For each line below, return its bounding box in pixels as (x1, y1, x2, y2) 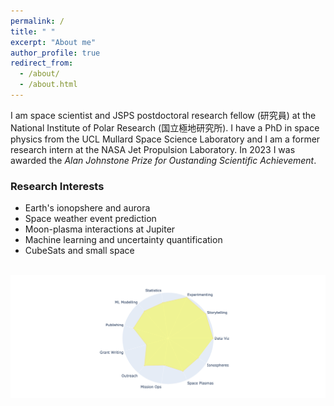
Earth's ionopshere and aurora (24, 202, 151, 214)
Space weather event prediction (24, 213, 157, 225)
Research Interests (10, 179, 105, 193)
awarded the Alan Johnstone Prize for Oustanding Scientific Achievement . (10, 154, 317, 166)
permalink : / (10, 16, 65, 26)
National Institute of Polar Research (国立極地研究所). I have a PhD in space (10, 121, 320, 134)
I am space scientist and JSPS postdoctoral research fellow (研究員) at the (10, 109, 317, 121)
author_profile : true (10, 48, 101, 58)
